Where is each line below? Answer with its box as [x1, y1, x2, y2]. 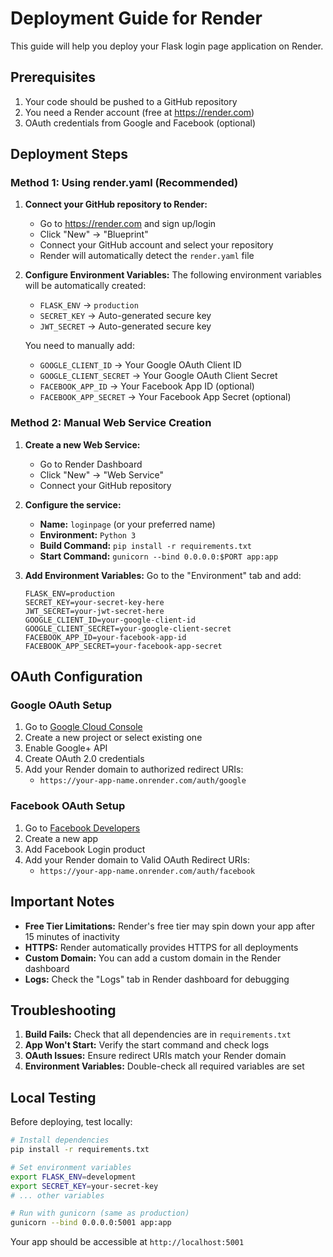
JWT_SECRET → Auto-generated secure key [39, 320, 212, 332]
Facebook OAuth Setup [10, 799, 126, 813]
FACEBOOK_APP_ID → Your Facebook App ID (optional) [39, 380, 255, 392]
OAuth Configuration [10, 668, 143, 686]
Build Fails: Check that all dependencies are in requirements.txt [24, 1028, 292, 1041]
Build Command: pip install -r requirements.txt [39, 539, 252, 551]
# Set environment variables [10, 1162, 132, 1172]
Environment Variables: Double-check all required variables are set [24, 1060, 305, 1072]
